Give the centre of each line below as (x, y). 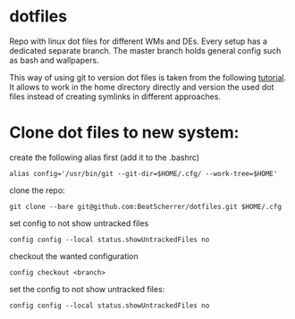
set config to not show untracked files (79, 223)
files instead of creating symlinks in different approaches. (115, 97)
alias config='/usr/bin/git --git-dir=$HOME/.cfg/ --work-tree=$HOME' (143, 173)
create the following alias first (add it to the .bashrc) (104, 157)
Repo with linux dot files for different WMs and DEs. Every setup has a (139, 41)
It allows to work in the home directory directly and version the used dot (142, 87)
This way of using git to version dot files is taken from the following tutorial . (148, 77)
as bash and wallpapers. (55, 60)
